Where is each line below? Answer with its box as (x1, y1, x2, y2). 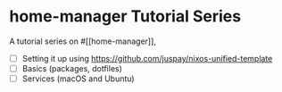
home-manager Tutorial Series (9, 6, 242, 27)
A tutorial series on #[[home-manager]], (9, 36, 156, 46)
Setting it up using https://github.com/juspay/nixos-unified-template (21, 53, 273, 63)
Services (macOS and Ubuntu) (21, 73, 136, 84)
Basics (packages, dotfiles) (21, 63, 123, 73)
